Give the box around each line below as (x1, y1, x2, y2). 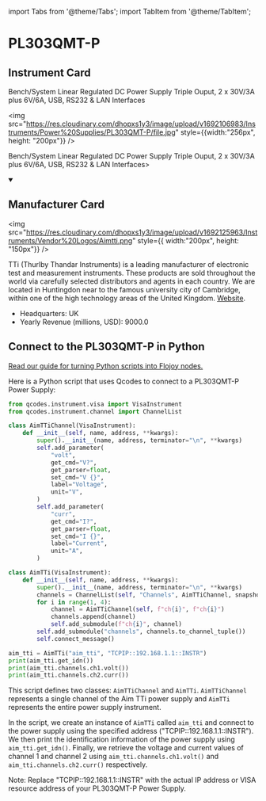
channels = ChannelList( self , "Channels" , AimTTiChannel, (36, 590, 232, 599)
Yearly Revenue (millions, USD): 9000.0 (19, 317, 149, 326)
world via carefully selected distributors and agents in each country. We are (8, 277, 256, 286)
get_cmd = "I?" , (50, 517, 97, 525)
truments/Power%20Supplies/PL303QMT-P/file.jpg (8, 128, 176, 137)
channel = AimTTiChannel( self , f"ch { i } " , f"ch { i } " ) (50, 605, 225, 613)
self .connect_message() (36, 635, 115, 643)
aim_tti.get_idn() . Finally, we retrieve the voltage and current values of (8, 743, 244, 753)
